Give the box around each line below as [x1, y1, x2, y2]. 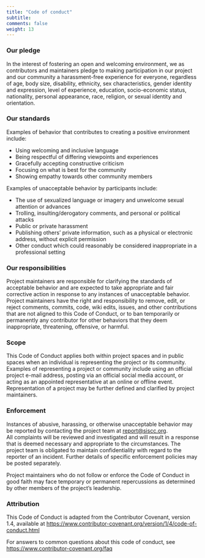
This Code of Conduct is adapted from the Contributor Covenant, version [6, 513, 191, 521]
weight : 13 [6, 26, 34, 32]
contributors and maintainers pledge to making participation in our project [6, 67, 193, 74]
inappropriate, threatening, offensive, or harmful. [6, 323, 130, 330]
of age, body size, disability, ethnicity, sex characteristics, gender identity [6, 80, 192, 87]
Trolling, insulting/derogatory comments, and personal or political [15, 209, 181, 217]
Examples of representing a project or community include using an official [6, 365, 193, 373]
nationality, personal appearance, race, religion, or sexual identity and [6, 92, 182, 100]
